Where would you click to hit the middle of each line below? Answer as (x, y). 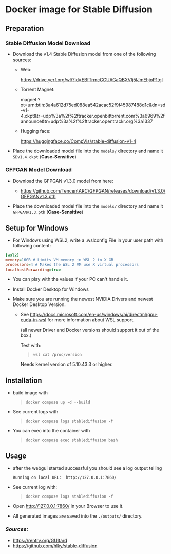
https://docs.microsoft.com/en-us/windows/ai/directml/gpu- (94, 315)
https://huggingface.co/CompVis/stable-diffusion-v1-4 (78, 141)
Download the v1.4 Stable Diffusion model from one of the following (84, 54)
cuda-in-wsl (33, 320)
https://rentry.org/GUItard (40, 541)
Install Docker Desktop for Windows (51, 289)
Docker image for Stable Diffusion (79, 9)
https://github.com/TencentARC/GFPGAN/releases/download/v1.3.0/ (93, 191)
